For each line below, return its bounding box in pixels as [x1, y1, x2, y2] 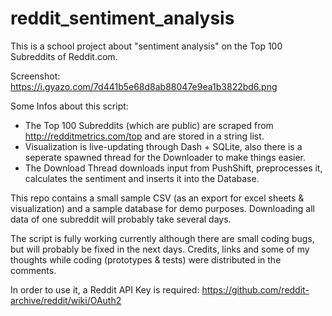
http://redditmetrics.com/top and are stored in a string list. [24, 130, 265, 142]
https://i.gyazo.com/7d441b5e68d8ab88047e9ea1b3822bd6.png [10, 80, 278, 92]
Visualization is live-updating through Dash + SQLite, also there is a [24, 140, 303, 152]
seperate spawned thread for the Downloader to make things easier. [24, 151, 307, 163]
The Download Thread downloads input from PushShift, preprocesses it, [24, 162, 323, 174]
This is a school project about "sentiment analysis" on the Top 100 [10, 40, 283, 52]
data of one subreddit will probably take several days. [10, 213, 232, 225]
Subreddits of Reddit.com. [10, 50, 118, 62]
